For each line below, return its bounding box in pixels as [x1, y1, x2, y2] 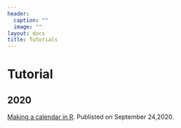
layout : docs [7, 29, 46, 37]
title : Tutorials [7, 36, 58, 43]
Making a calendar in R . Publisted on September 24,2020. [7, 113, 174, 121]
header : [7, 10, 30, 17]
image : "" [13, 23, 42, 30]
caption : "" [13, 17, 49, 24]
